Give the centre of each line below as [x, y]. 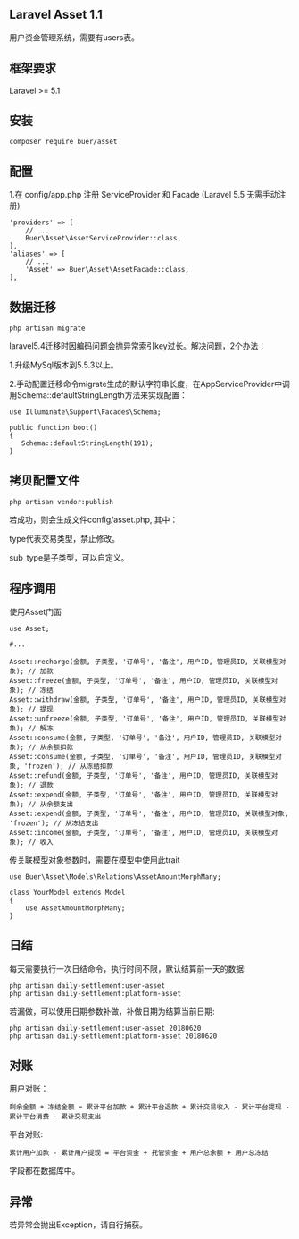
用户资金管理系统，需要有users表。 [75, 37]
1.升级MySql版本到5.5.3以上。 [64, 365]
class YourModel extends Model [67, 892]
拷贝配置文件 [45, 480]
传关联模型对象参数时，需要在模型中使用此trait [95, 860]
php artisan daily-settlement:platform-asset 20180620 [113, 1036]
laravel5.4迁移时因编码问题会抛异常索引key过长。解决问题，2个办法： [137, 346]
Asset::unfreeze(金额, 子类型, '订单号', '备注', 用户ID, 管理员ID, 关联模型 [144, 719]
